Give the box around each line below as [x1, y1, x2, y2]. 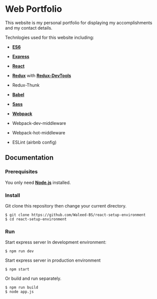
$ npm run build [5, 285, 38, 290]
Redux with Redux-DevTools [12, 72, 71, 78]
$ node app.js [5, 289, 34, 295]
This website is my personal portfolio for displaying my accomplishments [5, 20, 153, 26]
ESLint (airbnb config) [12, 139, 57, 145]
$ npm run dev [5, 249, 34, 254]
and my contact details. [5, 25, 52, 30]
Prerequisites [5, 168, 38, 175]
